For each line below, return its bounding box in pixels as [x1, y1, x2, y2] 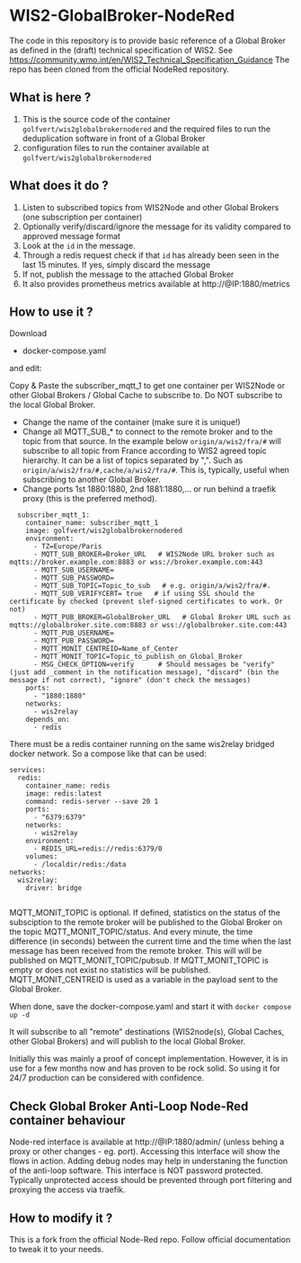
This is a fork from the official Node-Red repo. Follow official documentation [9, 1234, 291, 1245]
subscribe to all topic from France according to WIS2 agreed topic [22, 446, 268, 457]
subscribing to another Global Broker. [22, 474, 162, 485]
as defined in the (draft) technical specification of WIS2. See [9, 44, 234, 55]
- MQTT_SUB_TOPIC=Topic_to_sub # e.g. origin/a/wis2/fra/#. [32, 582, 271, 591]
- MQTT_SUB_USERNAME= [32, 565, 115, 575]
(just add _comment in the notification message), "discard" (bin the [9, 668, 279, 677]
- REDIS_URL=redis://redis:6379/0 [32, 844, 164, 854]
